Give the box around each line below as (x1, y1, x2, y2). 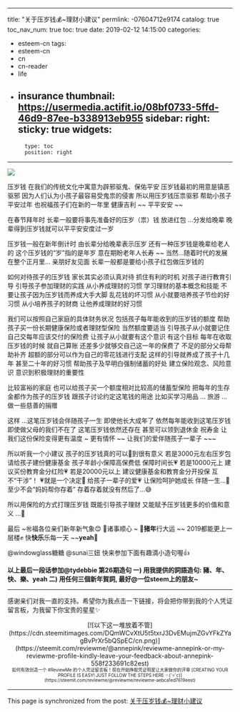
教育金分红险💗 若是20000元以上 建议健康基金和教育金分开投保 (26, 467, 211, 476)
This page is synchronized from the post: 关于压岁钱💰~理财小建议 (7, 696, 203, 705)
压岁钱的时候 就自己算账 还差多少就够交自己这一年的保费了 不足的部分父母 (7, 341, 226, 350)
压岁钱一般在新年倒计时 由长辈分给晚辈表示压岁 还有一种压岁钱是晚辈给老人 (7, 239, 230, 248)
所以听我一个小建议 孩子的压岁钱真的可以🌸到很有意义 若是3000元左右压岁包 (7, 449, 231, 458)
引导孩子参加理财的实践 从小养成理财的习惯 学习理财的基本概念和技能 (15, 281, 219, 290)
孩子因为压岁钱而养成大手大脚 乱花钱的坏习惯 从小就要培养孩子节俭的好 (19, 290, 230, 299)
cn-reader (17, 62, 48, 70)
